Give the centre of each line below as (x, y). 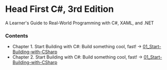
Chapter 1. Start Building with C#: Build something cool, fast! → (77, 47)
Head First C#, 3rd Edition (60, 9)
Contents (17, 36)
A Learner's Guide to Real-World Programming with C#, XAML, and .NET (80, 23)
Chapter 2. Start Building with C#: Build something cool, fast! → (78, 57)
